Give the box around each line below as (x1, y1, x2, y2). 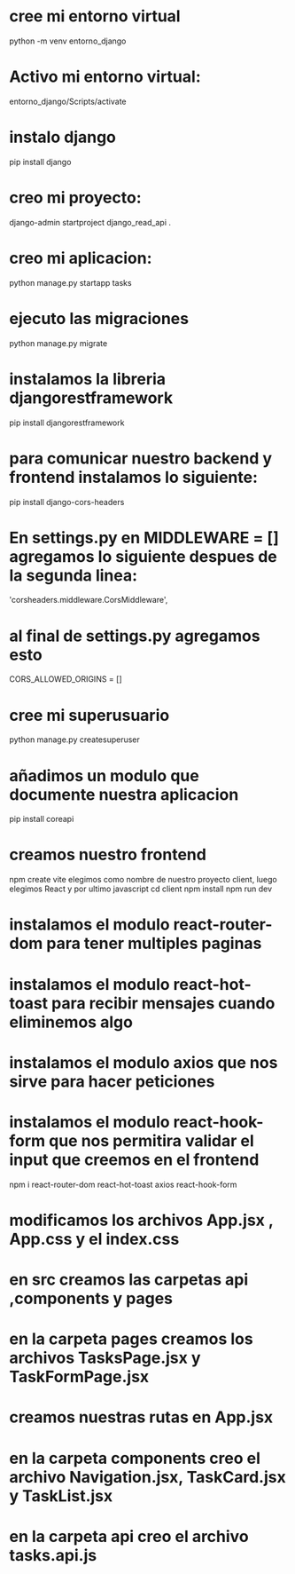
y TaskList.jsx (9, 1485, 113, 1506)
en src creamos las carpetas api (9, 1269, 249, 1290)
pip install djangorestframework (9, 417, 125, 428)
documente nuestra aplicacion (9, 784, 239, 804)
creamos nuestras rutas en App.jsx (9, 1407, 274, 1428)
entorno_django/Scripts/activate (9, 96, 127, 107)
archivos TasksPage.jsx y (9, 1348, 201, 1368)
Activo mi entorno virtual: (9, 67, 201, 87)
